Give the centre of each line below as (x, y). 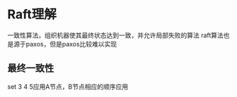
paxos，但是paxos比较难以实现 (71, 44)
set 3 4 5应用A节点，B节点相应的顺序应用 (68, 86)
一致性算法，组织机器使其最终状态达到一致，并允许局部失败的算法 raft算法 (116, 35)
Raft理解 (32, 14)
